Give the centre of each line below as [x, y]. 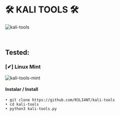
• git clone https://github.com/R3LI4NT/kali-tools [60, 100]
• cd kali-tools [22, 104]
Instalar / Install [22, 89]
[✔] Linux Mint [23, 67]
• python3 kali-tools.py [31, 108]
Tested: [17, 52]
